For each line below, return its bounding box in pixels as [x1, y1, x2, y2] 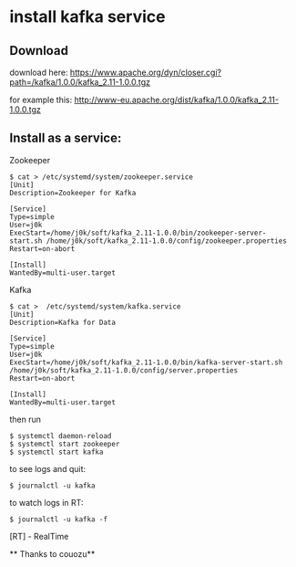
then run [9, 414, 42, 425]
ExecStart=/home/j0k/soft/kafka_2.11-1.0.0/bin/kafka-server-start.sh [9, 358, 283, 367]
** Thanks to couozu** [9, 548, 96, 559]
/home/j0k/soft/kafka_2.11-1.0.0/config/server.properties [9, 365, 239, 375]
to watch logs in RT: [9, 497, 84, 508]
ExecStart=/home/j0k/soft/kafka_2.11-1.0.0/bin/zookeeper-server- [9, 228, 267, 237]
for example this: [9, 94, 73, 105]
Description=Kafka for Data [9, 318, 117, 327]
